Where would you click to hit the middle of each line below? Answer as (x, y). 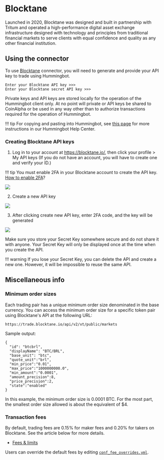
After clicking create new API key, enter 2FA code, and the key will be (82, 215)
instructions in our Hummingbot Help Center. (50, 129)
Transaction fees (26, 417)
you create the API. (25, 250)
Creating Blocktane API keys (40, 142)
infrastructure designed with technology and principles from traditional (77, 33)
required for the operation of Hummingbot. (48, 114)
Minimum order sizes (31, 294)
